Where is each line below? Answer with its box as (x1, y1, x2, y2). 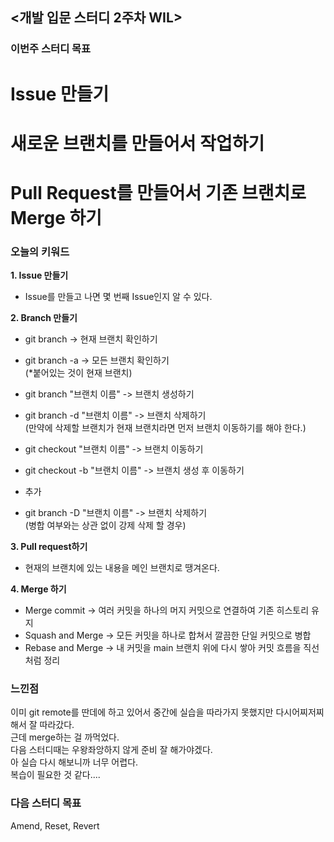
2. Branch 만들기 (10, 312, 78, 324)
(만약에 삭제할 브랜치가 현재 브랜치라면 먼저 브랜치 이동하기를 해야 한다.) (24, 422, 307, 434)
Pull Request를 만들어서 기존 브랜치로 (10, 181, 307, 204)
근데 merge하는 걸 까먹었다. (10, 731, 120, 743)
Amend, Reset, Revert (10, 819, 100, 832)
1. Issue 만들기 (10, 269, 69, 282)
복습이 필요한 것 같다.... (10, 769, 101, 781)
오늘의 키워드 (10, 244, 70, 258)
